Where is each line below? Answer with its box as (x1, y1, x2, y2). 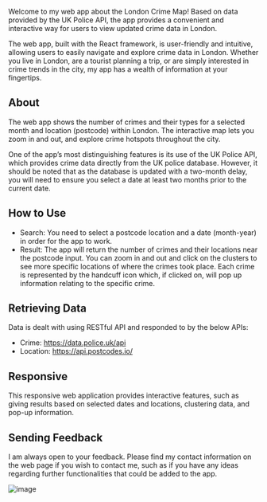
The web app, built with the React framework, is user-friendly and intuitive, (8, 39, 253, 49)
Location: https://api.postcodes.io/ (19, 347, 133, 356)
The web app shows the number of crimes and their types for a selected (8, 117, 246, 127)
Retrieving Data (8, 302, 87, 316)
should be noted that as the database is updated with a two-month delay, (8, 167, 248, 176)
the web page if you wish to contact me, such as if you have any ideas (8, 461, 238, 470)
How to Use (8, 206, 67, 220)
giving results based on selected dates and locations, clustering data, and (8, 399, 250, 409)
